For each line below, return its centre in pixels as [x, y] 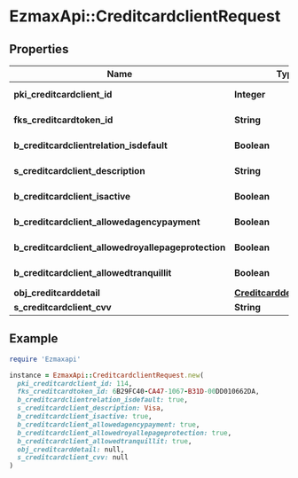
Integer [250, 94]
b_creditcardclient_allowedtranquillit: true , [105, 441]
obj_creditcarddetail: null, [71, 450]
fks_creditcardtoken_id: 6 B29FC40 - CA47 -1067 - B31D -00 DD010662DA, [138, 392]
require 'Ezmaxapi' [45, 359]
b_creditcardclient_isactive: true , [85, 417]
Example [34, 339]
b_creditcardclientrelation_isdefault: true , [103, 400]
